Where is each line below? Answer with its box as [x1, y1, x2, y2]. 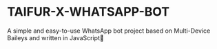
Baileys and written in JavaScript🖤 [7, 33, 105, 42]
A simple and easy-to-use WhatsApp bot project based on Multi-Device [7, 27, 211, 35]
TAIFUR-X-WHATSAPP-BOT [7, 4, 170, 20]
